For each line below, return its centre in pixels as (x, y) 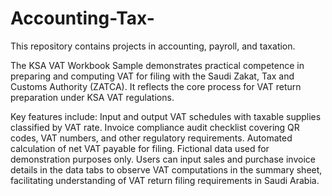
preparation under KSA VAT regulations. (92, 97)
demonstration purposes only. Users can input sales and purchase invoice (163, 159)
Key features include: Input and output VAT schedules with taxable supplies (166, 116)
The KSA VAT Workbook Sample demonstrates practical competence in (157, 65)
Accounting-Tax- (82, 18)
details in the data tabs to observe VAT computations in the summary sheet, (166, 169)
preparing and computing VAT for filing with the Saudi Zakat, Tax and (152, 76)
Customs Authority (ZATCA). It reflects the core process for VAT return (156, 86)
